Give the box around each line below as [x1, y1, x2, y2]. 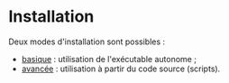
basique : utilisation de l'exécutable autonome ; [21, 53, 197, 64]
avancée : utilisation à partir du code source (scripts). [21, 63, 221, 74]
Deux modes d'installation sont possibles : [8, 36, 166, 47]
